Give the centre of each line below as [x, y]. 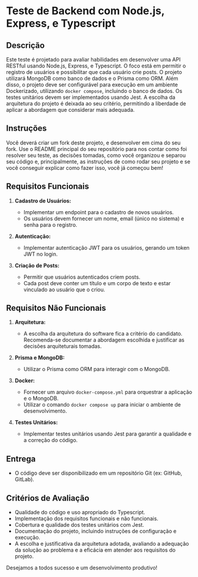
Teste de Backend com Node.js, [85, 11]
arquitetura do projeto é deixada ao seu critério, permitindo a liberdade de [96, 104]
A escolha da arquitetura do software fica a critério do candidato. [103, 334]
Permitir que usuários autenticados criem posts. [82, 277]
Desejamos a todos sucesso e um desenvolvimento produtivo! [82, 568]
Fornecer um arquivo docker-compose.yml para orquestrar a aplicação [108, 392]
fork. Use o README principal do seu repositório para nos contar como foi [97, 149]
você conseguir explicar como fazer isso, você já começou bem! [85, 167]
